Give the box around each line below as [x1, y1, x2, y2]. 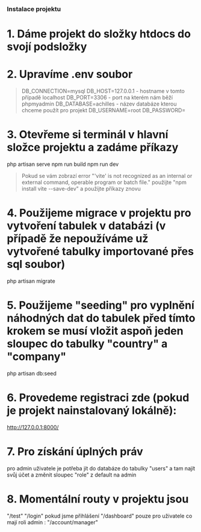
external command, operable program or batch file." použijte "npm [21, 179, 187, 186]
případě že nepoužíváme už [7, 232, 149, 245]
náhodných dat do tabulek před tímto [7, 311, 196, 325]
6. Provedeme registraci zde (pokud [7, 391, 190, 405]
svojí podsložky [7, 40, 87, 54]
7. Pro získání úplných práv [7, 445, 143, 458]
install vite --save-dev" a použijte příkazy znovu [21, 185, 141, 192]
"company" [7, 350, 67, 364]
